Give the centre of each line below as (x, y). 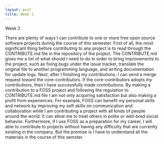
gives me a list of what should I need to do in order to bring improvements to (82, 58)
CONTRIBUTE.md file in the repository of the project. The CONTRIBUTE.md (81, 53)
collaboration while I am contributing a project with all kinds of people (75, 111)
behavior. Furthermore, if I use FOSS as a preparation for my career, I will (79, 121)
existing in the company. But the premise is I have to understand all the (76, 132)
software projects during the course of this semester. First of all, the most (79, 43)
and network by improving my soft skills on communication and (69, 106)
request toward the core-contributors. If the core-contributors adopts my (79, 80)
